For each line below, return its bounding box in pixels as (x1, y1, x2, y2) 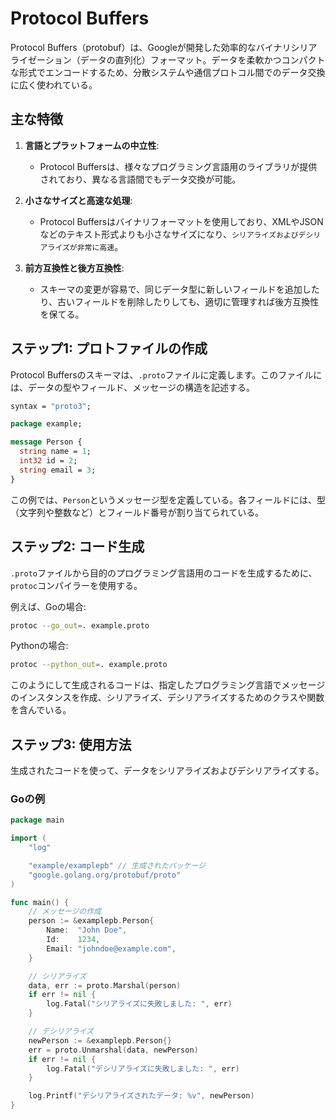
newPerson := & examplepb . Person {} (28, 1035, 172, 1046)
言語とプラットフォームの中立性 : (24, 139, 160, 151)
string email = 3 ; (19, 465, 97, 475)
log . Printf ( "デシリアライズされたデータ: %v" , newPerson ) (28, 1091, 255, 1101)
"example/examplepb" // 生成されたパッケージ (28, 860, 206, 871)
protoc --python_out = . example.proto (10, 660, 168, 670)
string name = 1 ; (19, 447, 92, 457)
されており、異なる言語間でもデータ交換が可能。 (39, 173, 242, 185)
